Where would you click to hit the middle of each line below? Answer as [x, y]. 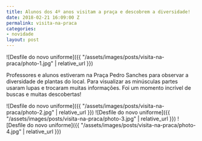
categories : [21, 29]
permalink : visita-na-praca [42, 23]
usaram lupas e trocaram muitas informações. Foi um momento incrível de [99, 88]
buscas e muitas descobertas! [44, 94]
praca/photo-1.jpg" [30, 63]
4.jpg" [14, 131]
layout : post [23, 40]
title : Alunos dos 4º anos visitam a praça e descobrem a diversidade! [98, 12]
